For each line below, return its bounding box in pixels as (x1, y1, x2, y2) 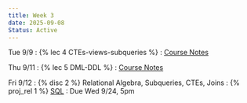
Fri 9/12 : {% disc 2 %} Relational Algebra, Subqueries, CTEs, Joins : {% (8, 78, 241, 87)
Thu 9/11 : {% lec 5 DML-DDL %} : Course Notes (8, 63, 164, 72)
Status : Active (8, 26, 58, 34)
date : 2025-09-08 (8, 19, 65, 27)
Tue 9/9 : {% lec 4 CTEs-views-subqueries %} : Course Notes (8, 48, 209, 57)
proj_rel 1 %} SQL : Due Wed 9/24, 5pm (8, 86, 135, 96)
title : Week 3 (8, 11, 55, 20)
